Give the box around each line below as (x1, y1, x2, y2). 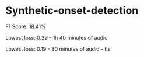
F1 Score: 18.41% (5, 23, 46, 30)
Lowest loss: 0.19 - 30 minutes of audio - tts (5, 45, 111, 52)
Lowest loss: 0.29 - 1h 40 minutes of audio (5, 34, 108, 41)
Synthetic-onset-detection (5, 4, 139, 17)
